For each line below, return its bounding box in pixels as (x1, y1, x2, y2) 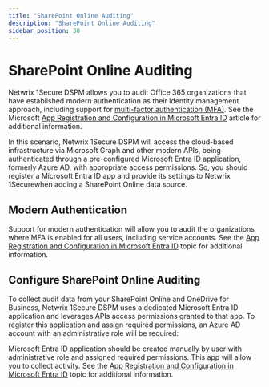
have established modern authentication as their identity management (8, 96, 239, 106)
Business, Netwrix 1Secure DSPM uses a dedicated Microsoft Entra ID (8, 302, 239, 312)
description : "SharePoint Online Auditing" (8, 19, 156, 27)
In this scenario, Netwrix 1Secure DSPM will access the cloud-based (8, 137, 234, 147)
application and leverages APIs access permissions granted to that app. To (8, 311, 255, 320)
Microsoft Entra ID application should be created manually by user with (8, 344, 243, 353)
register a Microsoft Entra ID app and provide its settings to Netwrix (8, 171, 231, 181)
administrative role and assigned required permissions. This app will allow (8, 352, 252, 361)
